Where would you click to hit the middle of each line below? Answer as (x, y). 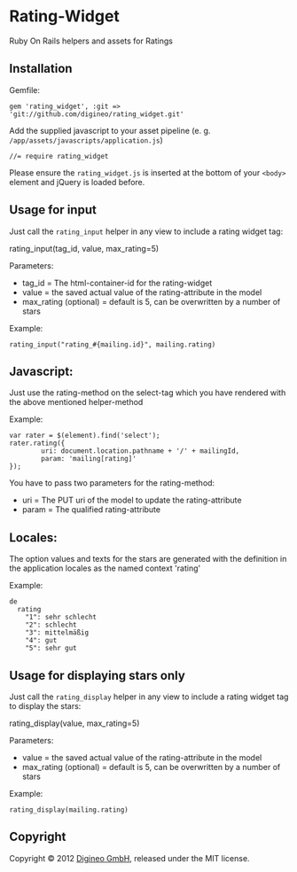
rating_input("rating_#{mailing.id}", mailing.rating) (113, 344)
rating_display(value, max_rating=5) (74, 723)
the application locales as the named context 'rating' (105, 568)
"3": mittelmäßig (57, 633)
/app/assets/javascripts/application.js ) (86, 140)
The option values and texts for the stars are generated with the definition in (148, 559)
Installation (41, 69)
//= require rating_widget (59, 156)
